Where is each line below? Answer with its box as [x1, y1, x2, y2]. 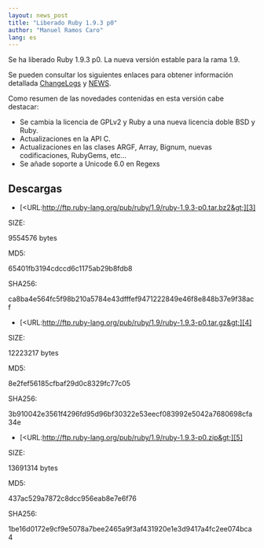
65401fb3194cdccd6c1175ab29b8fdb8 [8, 264, 133, 274]
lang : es [8, 33, 37, 42]
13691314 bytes [8, 463, 59, 473]
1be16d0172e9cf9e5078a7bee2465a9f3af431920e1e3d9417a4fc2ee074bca [8, 524, 253, 534]
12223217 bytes [8, 348, 59, 358]
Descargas [8, 182, 63, 195]
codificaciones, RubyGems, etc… [19, 151, 127, 160]
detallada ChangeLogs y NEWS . [8, 79, 112, 88]
